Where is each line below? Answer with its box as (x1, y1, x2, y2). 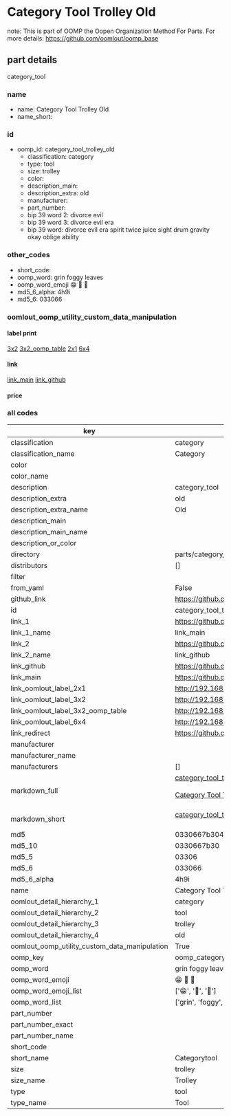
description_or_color (10, 538, 77, 547)
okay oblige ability (27, 233, 79, 241)
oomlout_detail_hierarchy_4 (10, 930, 99, 939)
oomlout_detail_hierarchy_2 (10, 908, 99, 917)
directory (10, 549, 40, 559)
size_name (10, 1075, 45, 1085)
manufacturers (10, 761, 58, 771)
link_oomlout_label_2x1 (10, 683, 87, 693)
